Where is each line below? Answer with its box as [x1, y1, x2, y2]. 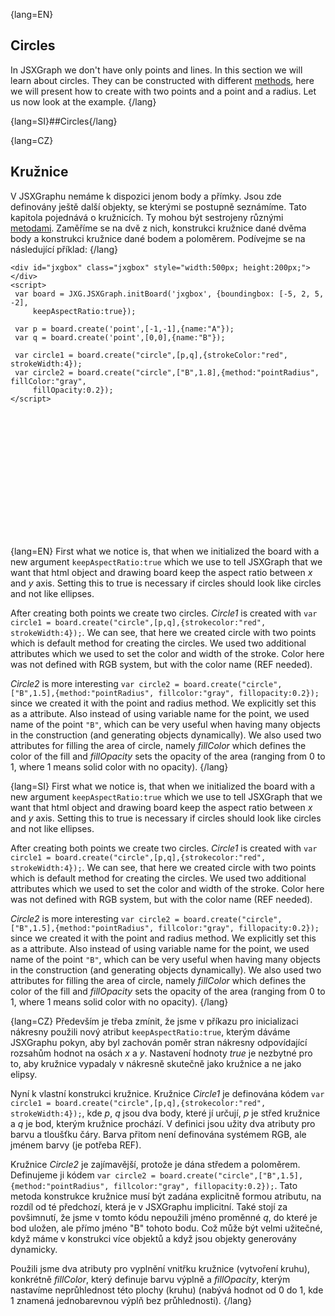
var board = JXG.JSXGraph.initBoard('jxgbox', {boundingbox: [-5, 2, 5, [14, 289, 325, 299]
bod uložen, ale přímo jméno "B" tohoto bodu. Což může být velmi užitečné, [10, 1222, 323, 1234]
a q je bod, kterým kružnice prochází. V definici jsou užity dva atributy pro [10, 1117, 316, 1129]
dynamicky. [10, 1243, 58, 1255]
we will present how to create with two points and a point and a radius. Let [10, 85, 317, 97]
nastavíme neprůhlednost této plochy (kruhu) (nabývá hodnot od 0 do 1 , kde [10, 1284, 324, 1296]
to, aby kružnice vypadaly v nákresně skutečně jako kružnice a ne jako [10, 1057, 302, 1069]
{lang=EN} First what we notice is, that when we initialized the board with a [10, 545, 320, 557]
